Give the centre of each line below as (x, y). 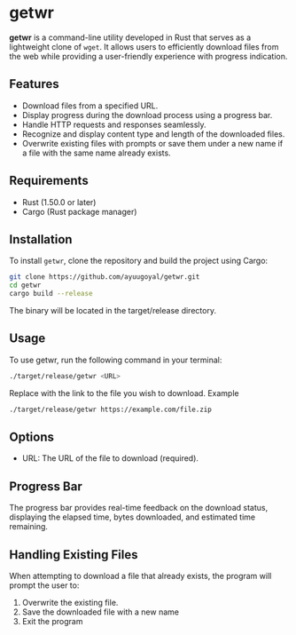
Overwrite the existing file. (70, 603)
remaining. (29, 527)
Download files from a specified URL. (90, 106)
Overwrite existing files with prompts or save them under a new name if (152, 143)
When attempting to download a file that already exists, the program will (140, 576)
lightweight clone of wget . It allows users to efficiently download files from (144, 46)
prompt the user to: (44, 585)
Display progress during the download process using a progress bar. (147, 115)
